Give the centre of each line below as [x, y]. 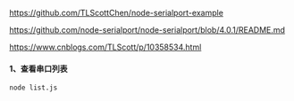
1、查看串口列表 [39, 68]
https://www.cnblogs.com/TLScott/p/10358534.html [105, 47]
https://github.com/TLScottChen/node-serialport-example [116, 13]
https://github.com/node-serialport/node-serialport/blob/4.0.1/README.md [147, 30]
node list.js [34, 88]
